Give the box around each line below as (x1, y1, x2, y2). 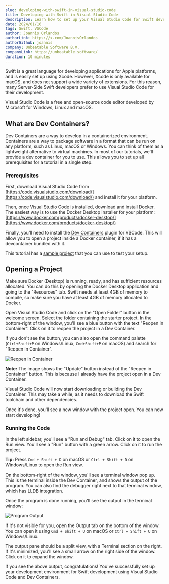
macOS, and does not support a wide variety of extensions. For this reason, (5, 79, 162, 85)
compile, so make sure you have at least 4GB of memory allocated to (5, 295, 148, 301)
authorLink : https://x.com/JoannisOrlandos (5, 36, 98, 41)
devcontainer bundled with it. (5, 241, 66, 247)
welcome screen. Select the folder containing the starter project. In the (5, 315, 152, 321)
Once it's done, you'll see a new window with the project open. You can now (5, 406, 163, 413)
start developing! (5, 412, 40, 418)
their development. (5, 89, 44, 96)
